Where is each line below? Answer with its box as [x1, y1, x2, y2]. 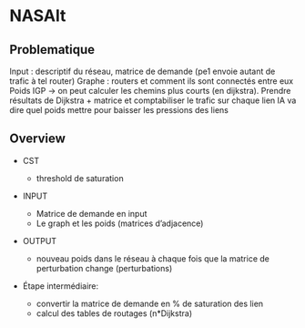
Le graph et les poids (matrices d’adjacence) [36, 218, 204, 229]
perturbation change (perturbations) [36, 262, 173, 273]
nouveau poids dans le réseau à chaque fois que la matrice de [36, 252, 270, 264]
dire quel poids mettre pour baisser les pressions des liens [9, 105, 229, 115]
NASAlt [9, 5, 66, 26]
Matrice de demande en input [36, 208, 147, 219]
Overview [9, 131, 66, 147]
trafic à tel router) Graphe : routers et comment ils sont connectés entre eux [9, 76, 294, 87]
